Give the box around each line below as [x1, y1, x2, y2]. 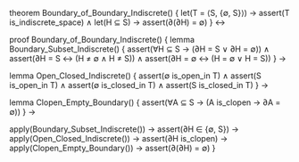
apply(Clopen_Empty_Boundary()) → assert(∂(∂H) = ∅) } [9, 142, 216, 153]
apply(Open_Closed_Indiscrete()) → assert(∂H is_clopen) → [9, 134, 228, 143]
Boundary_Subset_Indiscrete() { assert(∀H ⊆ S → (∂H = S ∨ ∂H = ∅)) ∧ [9, 44, 270, 54]
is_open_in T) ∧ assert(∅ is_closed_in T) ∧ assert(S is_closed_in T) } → [9, 80, 270, 90]
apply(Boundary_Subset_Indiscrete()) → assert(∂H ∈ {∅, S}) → [9, 124, 239, 134]
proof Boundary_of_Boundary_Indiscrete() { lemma [9, 35, 195, 45]
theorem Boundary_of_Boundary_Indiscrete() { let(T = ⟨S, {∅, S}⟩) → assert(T [9, 8, 290, 18]
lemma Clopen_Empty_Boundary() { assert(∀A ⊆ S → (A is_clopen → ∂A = [9, 97, 281, 108]
